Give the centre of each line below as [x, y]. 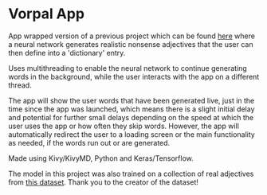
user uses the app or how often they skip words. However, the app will [124, 126]
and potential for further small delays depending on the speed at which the [131, 117]
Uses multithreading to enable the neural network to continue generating [128, 68]
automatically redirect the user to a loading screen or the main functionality [132, 134]
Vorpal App [47, 14]
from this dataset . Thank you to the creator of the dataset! [104, 182]
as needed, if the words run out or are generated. [89, 142]
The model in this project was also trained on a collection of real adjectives [131, 174]
